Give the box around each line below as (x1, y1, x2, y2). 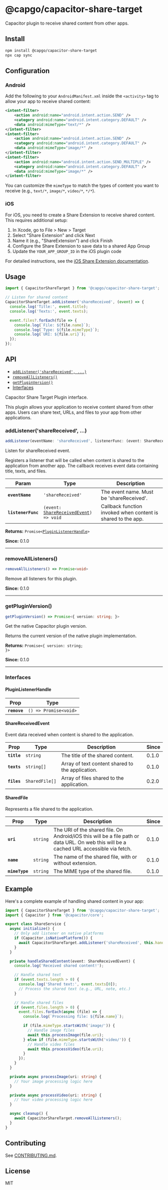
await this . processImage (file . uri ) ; (27, 1032, 104, 1037)
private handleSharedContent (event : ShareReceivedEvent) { (9, 959, 135, 964)
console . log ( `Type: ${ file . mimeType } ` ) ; (14, 327, 99, 332)
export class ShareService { (5, 921, 66, 927)
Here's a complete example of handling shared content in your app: (5, 898, 144, 904)
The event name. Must (100, 489, 153, 496)
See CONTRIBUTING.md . (5, 1152, 57, 1158)
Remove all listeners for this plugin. (5, 576, 77, 582)
